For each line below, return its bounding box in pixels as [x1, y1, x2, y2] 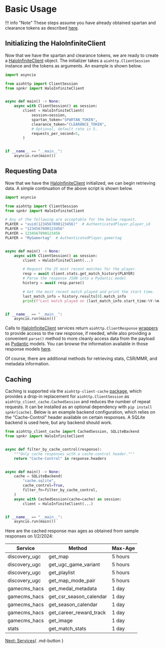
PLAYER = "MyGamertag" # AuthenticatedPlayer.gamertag [5, 235, 122, 240]
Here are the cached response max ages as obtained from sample [5, 528, 139, 534]
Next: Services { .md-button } [5, 638, 64, 644]
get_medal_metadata [48, 585, 97, 592]
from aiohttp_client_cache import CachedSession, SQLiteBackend [5, 429, 139, 434]
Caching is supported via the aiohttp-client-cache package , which [5, 388, 142, 394]
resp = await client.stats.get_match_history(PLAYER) [23, 271, 135, 276]
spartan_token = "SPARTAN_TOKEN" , [31, 117, 98, 122]
